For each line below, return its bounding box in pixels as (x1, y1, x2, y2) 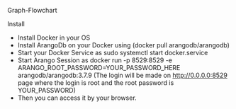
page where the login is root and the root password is (17, 79, 174, 87)
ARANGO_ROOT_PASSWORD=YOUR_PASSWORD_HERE (17, 64, 181, 71)
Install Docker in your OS (17, 33, 91, 42)
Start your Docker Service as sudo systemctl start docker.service (17, 49, 208, 57)
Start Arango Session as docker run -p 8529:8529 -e (17, 56, 172, 64)
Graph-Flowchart (7, 6, 58, 14)
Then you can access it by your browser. (17, 93, 137, 102)
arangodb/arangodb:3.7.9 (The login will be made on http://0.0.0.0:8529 (17, 71, 228, 79)
